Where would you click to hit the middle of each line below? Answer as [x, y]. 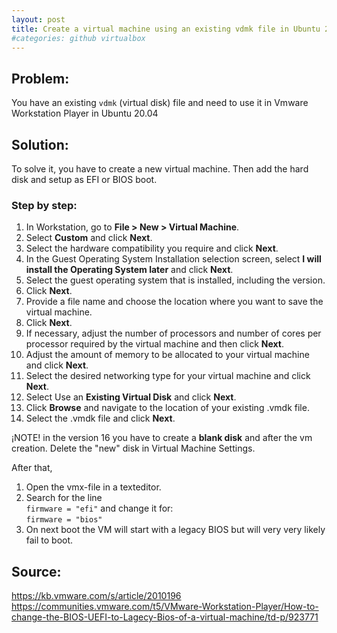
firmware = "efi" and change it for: [99, 508]
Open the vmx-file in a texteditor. [93, 487]
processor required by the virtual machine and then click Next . [155, 344]
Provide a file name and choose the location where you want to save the [174, 302]
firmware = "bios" [64, 520]
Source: [36, 571]
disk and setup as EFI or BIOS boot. [84, 179]
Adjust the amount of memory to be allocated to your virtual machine [167, 355]
